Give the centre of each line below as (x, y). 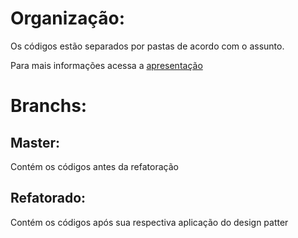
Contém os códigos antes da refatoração (94, 166)
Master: (35, 142)
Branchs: (49, 106)
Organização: (68, 18)
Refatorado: (48, 198)
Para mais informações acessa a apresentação (106, 65)
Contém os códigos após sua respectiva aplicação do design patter (149, 222)
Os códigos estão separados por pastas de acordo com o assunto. (147, 46)
